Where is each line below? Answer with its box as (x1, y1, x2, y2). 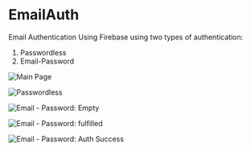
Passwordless (19, 47, 67, 57)
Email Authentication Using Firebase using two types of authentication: (8, 32, 244, 42)
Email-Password (19, 56, 75, 66)
